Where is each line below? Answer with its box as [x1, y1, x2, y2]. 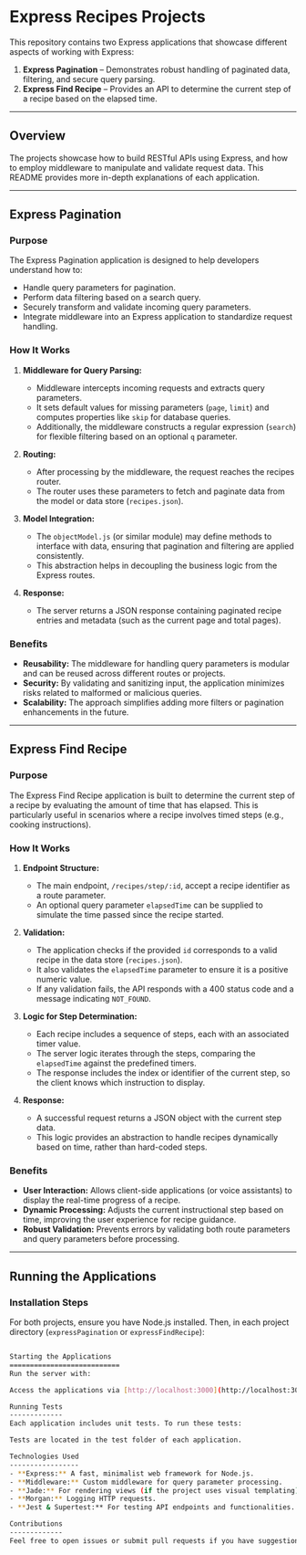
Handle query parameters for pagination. [22, 282, 176, 293]
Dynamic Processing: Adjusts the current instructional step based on [22, 1204, 284, 1215]
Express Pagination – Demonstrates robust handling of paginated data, [22, 64, 291, 75]
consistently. [36, 550, 85, 561]
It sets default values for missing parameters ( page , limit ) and [36, 402, 270, 413]
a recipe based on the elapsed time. [22, 93, 158, 104]
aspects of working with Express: [9, 46, 135, 57]
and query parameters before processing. [22, 1234, 180, 1245]
